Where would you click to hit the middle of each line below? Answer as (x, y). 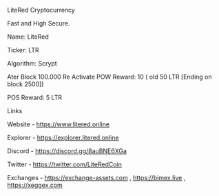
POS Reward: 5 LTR (35, 97)
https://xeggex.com (35, 185)
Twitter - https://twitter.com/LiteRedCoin (64, 164)
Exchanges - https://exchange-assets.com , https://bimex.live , (96, 178)
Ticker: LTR (23, 50)
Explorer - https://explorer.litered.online (63, 138)
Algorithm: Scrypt (32, 63)
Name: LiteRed (28, 37)
